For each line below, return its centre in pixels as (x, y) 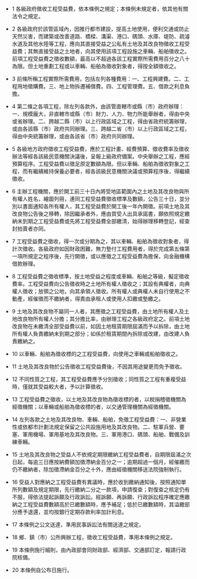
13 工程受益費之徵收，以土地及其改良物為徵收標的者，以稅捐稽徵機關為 (99, 399)
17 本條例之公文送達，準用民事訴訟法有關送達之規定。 (78, 524)
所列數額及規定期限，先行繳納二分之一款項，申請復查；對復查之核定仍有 (101, 490)
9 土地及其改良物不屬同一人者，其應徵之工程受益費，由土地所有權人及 (98, 311)
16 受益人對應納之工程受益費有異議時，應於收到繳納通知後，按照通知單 (99, 482)
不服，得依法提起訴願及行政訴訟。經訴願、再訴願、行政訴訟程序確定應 (98, 497)
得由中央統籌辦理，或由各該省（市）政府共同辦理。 (75, 136)
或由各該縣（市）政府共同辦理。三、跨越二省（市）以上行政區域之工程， (101, 129)
